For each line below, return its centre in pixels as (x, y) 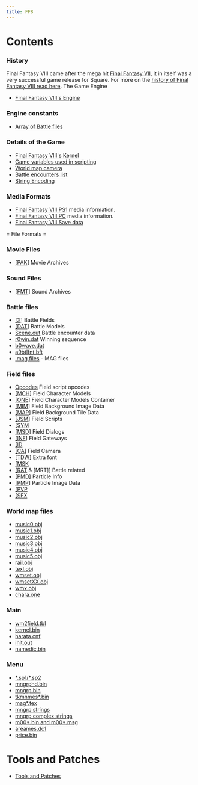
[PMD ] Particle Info (38, 476)
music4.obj (29, 550)
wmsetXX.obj (31, 582)
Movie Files (23, 249)
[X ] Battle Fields (35, 320)
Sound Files (24, 279)
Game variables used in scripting (55, 162)
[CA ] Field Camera (38, 451)
